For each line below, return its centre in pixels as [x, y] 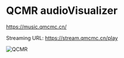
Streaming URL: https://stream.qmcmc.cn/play [62, 38]
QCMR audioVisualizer [62, 11]
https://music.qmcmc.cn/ [37, 27]
